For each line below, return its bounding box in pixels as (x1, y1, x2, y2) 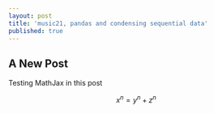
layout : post (8, 11, 53, 20)
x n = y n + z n (116, 94, 156, 105)
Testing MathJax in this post (8, 78, 103, 88)
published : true (8, 27, 63, 35)
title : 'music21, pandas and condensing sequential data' (8, 19, 208, 27)
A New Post (8, 56, 69, 70)
